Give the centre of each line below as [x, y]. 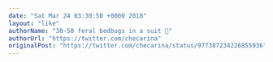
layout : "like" [34, 23]
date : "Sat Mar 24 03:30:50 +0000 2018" [78, 16]
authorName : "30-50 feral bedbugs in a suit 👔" [91, 31]
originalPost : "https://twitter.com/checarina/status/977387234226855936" [138, 46]
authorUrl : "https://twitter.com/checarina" [85, 38]
